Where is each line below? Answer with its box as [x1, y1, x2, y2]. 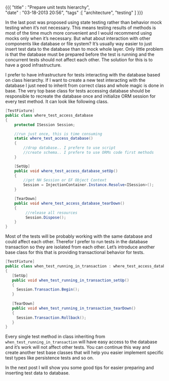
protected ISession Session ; [14, 122, 75, 127]
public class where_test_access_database [5, 113, 94, 118]
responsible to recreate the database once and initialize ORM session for [5, 93, 156, 99]
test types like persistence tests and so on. [5, 355, 94, 361]
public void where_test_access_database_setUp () [14, 168, 118, 173]
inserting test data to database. [5, 370, 70, 376]
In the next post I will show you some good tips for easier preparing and [5, 364, 154, 371]
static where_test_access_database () [14, 136, 94, 141]
